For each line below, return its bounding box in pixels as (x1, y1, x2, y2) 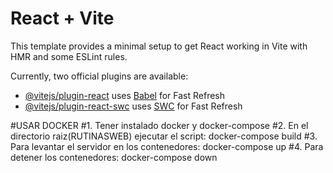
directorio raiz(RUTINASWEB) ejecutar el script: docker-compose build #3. (10, 130, 318, 142)
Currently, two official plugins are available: (10, 70, 189, 82)
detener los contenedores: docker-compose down (10, 151, 218, 163)
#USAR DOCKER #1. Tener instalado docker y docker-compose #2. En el (10, 119, 309, 131)
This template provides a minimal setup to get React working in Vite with (10, 40, 308, 52)
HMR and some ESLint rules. (10, 50, 128, 62)
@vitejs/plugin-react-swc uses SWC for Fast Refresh (24, 100, 243, 112)
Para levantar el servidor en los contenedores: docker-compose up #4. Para (10, 140, 324, 152)
